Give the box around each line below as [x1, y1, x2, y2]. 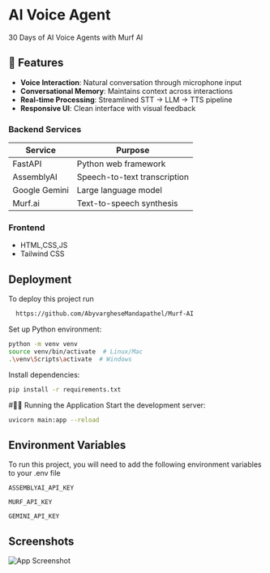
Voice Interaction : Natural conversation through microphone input [19, 77, 242, 87]
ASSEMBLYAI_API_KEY [8, 484, 75, 492]
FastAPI [12, 158, 42, 169]
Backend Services [8, 123, 82, 135]
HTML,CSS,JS [19, 241, 68, 250]
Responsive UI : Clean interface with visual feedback [19, 103, 196, 113]
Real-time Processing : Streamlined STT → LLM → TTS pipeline [19, 95, 233, 105]
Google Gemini [12, 185, 69, 196]
